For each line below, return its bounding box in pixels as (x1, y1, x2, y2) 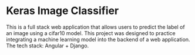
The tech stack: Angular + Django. (6, 42, 89, 49)
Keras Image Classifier (6, 4, 119, 18)
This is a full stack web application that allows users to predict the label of (6, 23, 185, 30)
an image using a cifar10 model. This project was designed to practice (6, 29, 176, 36)
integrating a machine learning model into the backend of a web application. (6, 36, 190, 43)
